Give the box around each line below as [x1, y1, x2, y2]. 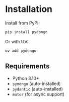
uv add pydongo [5, 48, 37, 53]
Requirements [5, 62, 50, 71]
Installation [5, 3, 53, 15]
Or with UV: [5, 38, 29, 44]
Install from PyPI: [5, 20, 40, 26]
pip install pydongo [5, 29, 48, 34]
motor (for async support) [12, 91, 65, 97]
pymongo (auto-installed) [12, 81, 61, 87]
